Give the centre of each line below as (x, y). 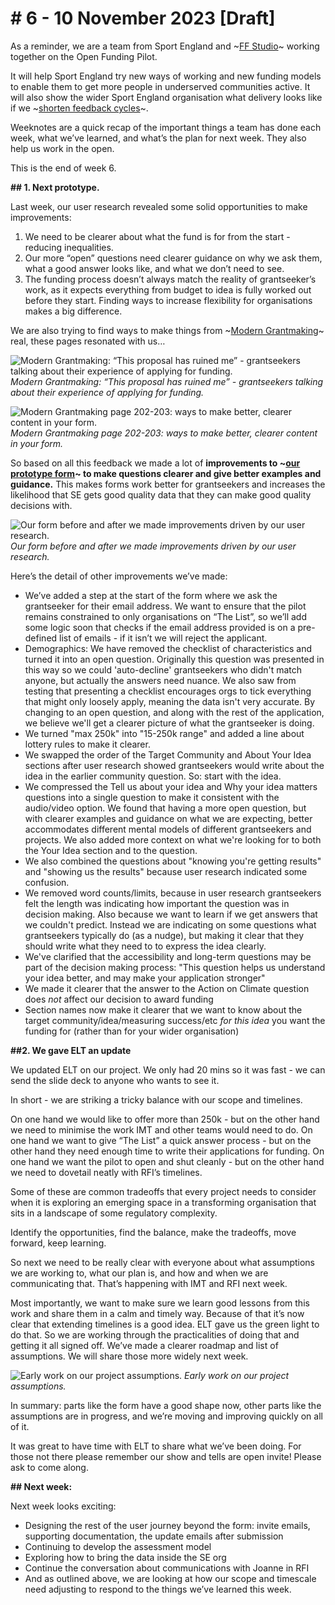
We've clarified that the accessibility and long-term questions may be (168, 956)
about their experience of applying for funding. (107, 392)
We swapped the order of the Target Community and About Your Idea (168, 754)
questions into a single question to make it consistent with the (152, 797)
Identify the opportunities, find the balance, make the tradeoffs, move (153, 1232)
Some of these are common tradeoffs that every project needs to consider (163, 1191)
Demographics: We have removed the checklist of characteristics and (168, 648)
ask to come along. (49, 1467)
